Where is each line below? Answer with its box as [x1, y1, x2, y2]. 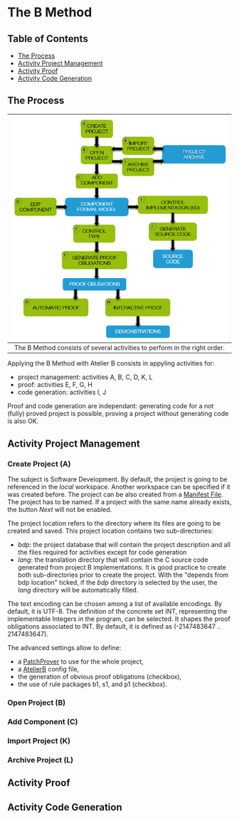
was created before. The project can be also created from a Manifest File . [7, 490, 223, 499]
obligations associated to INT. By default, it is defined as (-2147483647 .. [7, 622, 221, 631]
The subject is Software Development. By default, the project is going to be [7, 475, 228, 484]
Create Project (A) [7, 459, 71, 469]
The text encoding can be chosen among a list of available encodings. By [7, 600, 223, 608]
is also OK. [7, 417, 39, 425]
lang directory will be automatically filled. [17, 586, 139, 595]
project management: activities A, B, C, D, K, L [17, 373, 153, 381]
